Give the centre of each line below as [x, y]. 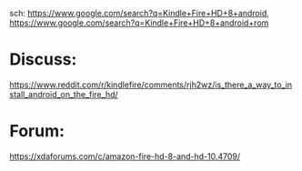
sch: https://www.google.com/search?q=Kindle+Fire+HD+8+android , [140, 13]
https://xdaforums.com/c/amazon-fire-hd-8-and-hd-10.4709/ [125, 156]
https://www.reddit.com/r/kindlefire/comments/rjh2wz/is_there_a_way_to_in [151, 85]
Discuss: [43, 60]
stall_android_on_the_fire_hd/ [64, 94]
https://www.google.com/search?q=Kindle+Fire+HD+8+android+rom [139, 23]
